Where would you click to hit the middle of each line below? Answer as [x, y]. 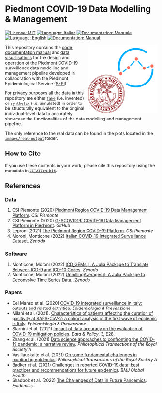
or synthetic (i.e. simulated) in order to [44, 103]
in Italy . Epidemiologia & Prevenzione [49, 324]
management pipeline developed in [40, 73]
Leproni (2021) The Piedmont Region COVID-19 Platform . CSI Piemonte [82, 231]
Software [16, 254]
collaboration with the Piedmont [37, 78]
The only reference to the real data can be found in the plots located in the [79, 133]
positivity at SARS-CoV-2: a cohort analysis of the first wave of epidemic [84, 319]
